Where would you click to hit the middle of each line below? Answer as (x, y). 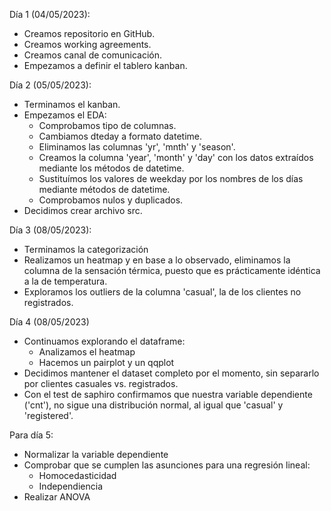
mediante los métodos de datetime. (111, 168)
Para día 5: (31, 435)
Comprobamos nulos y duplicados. (111, 200)
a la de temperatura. (65, 281)
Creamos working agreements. (87, 44)
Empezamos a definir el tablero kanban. (105, 65)
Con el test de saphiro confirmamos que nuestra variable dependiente (168, 394)
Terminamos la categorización (86, 249)
